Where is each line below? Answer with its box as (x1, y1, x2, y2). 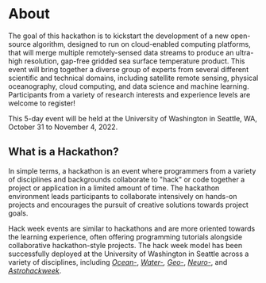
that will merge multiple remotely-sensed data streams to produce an (8, 48, 234, 57)
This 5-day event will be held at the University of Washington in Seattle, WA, (8, 113, 258, 123)
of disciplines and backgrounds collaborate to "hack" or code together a (8, 174, 245, 184)
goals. (8, 208, 29, 218)
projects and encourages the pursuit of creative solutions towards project (8, 200, 249, 209)
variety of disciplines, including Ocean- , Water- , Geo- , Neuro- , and (8, 257, 228, 266)
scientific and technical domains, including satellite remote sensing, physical (8, 73, 259, 82)
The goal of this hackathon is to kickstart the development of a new (8, 31, 229, 40)
